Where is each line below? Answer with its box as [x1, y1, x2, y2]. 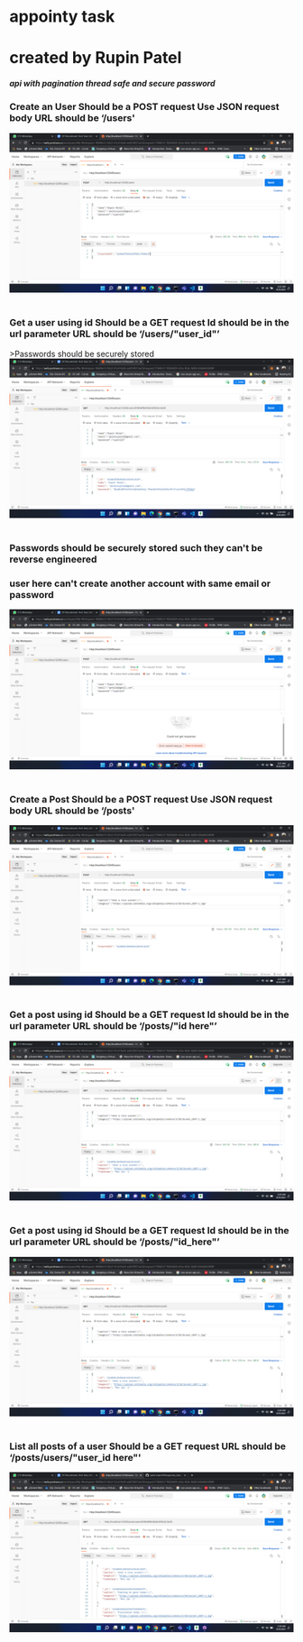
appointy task [9, 6, 115, 27]
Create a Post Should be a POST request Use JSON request [9, 793, 273, 805]
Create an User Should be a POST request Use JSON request [9, 101, 280, 114]
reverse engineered [9, 553, 97, 565]
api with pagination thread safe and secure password [9, 78, 216, 88]
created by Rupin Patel [9, 48, 182, 69]
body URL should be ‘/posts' [9, 804, 135, 817]
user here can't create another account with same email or [9, 577, 271, 590]
